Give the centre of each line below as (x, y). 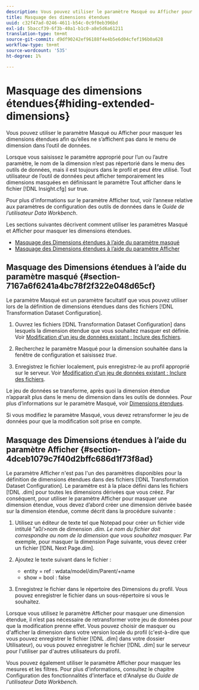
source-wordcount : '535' (37, 51)
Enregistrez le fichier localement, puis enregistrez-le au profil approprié (102, 367)
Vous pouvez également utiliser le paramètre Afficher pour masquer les (94, 663)
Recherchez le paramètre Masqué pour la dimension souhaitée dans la (101, 349)
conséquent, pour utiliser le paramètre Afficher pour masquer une (87, 499)
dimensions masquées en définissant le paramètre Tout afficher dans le (94, 182)
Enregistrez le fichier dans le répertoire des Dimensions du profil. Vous (101, 589)
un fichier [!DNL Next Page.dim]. (55, 548)
